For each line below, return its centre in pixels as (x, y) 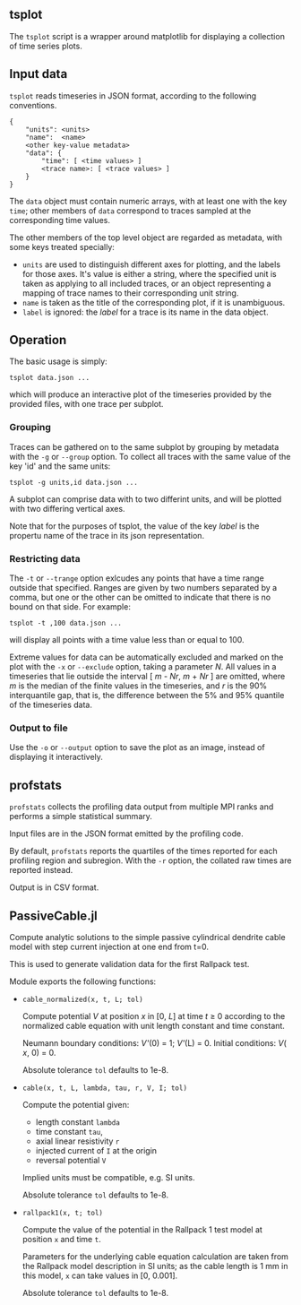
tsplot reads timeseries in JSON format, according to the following (133, 95)
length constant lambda (78, 1122)
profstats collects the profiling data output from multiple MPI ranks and (142, 807)
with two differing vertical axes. (67, 508)
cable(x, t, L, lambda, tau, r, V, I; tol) (105, 1088)
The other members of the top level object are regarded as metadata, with (146, 238)
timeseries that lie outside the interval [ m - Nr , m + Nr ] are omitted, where (147, 677)
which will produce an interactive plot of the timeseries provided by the (140, 394)
